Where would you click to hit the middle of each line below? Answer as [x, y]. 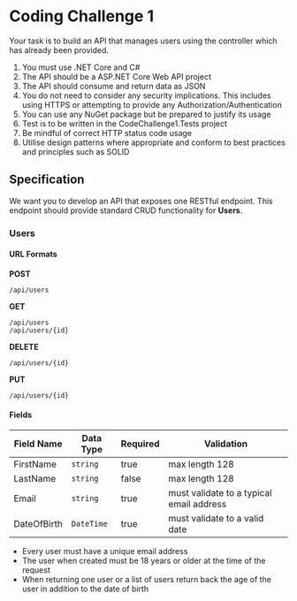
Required [141, 444]
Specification [47, 180]
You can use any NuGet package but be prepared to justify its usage [146, 114]
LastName [35, 479]
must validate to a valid [216, 519]
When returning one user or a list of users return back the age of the [147, 580]
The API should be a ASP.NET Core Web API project [117, 76]
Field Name [38, 444]
